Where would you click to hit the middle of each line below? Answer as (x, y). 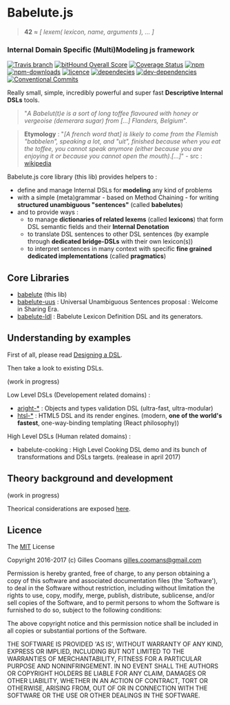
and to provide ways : (48, 212)
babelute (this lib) (42, 295)
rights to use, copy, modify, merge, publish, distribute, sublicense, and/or (111, 595)
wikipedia (38, 163)
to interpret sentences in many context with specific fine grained (119, 249)
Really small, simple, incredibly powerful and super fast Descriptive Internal (115, 93)
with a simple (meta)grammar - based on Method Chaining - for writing (118, 197)
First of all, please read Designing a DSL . (65, 355)
